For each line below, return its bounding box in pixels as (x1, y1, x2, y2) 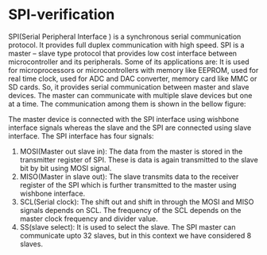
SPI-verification (8, 6, 115, 24)
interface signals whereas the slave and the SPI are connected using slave (8, 123, 252, 132)
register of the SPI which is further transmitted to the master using (19, 180, 237, 189)
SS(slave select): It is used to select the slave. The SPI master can (19, 222, 236, 231)
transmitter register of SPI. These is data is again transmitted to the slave (19, 154, 258, 164)
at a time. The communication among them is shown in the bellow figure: (8, 99, 246, 108)
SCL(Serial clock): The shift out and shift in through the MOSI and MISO (19, 196, 254, 207)
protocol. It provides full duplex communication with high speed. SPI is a (8, 40, 245, 49)
